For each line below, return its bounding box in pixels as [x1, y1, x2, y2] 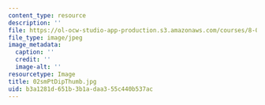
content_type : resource [8, 11, 87, 20]
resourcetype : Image [8, 70, 77, 78]
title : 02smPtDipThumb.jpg [8, 77, 97, 85]
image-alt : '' [15, 63, 62, 71]
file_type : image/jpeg [8, 33, 83, 42]
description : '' [8, 19, 62, 27]
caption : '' [15, 48, 55, 56]
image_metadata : [8, 41, 62, 49]
